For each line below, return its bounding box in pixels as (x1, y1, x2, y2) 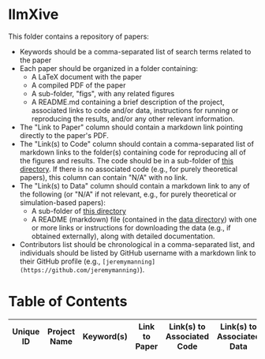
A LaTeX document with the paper (31, 72, 142, 81)
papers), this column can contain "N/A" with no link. (19, 172, 188, 182)
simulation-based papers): (19, 197, 106, 207)
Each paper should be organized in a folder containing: (19, 63, 199, 73)
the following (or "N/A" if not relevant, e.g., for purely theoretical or (19, 189, 237, 199)
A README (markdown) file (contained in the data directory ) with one (31, 215, 257, 224)
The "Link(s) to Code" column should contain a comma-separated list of (19, 139, 255, 148)
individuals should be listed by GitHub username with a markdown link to (19, 248, 256, 257)
